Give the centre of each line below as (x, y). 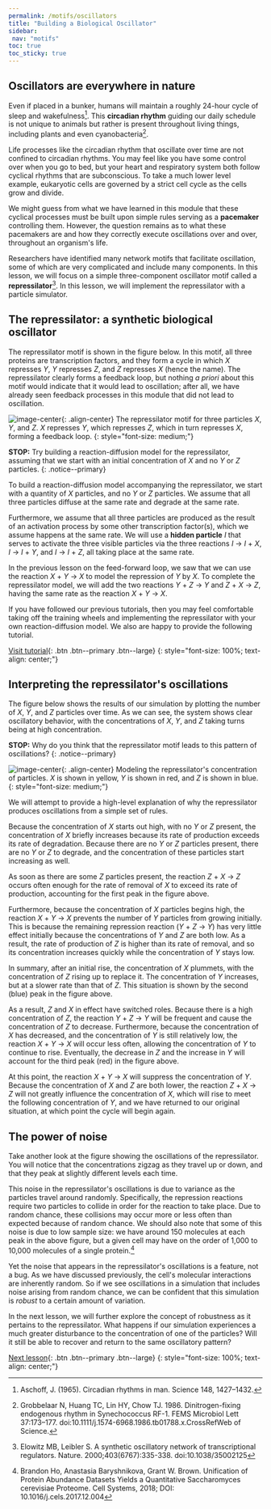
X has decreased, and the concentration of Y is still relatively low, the (123, 1035)
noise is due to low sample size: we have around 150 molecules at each (127, 1232)
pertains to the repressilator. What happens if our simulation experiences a (132, 1325)
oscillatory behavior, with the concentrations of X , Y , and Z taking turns (127, 721)
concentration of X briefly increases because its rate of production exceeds (134, 835)
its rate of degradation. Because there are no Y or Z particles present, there (133, 844)
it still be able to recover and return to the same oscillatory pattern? (120, 1342)
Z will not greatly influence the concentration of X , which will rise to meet (130, 1094)
